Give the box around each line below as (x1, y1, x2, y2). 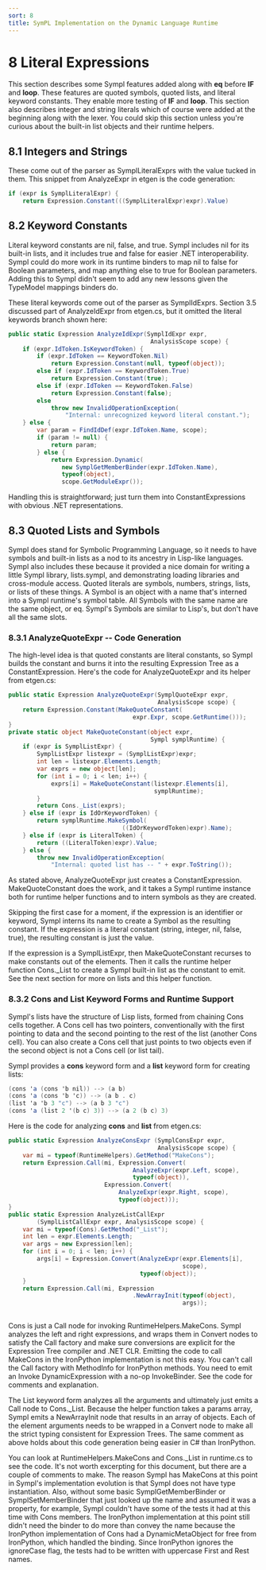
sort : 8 (8, 11, 34, 20)
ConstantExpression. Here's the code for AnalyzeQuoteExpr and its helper (8, 667, 252, 676)
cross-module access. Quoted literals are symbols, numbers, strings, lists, (8, 579, 251, 588)
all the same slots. (8, 613, 67, 622)
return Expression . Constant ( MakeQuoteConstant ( (22, 706, 183, 714)
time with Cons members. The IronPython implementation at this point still (8, 1512, 250, 1522)
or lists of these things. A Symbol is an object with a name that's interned (8, 587, 248, 596)
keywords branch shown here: (8, 315, 108, 324)
